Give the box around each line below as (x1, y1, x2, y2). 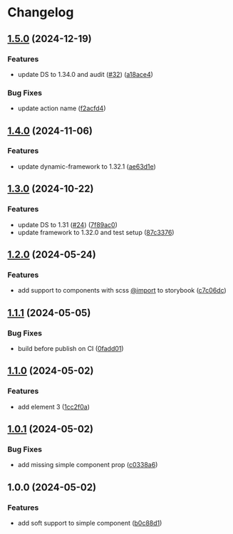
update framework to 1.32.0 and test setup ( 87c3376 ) (17, 228, 175, 236)
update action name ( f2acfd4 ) (17, 104, 106, 112)
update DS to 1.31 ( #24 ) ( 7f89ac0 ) (17, 220, 118, 229)
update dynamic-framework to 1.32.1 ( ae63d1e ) (17, 162, 157, 171)
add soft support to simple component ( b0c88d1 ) (17, 518, 162, 527)
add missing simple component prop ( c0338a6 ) (17, 461, 158, 469)
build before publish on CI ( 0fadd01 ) (17, 344, 124, 352)
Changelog (7, 4, 74, 21)
